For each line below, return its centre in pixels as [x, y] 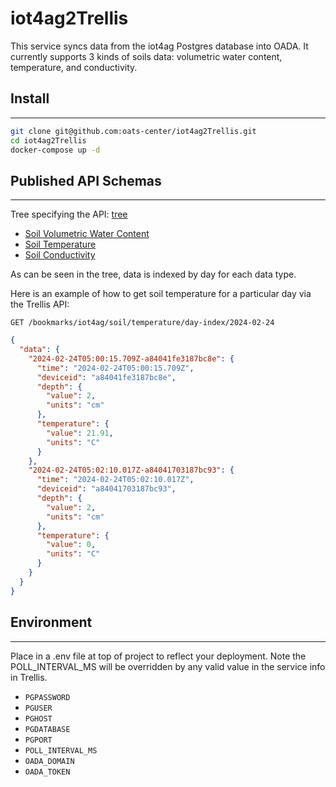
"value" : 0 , [71, 545]
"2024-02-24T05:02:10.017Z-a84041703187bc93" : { [131, 470]
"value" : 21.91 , [80, 433]
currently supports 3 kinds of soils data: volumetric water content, [146, 56]
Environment [51, 622]
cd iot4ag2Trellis [48, 140]
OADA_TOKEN [47, 772]
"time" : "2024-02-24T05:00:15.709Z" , [115, 368]
